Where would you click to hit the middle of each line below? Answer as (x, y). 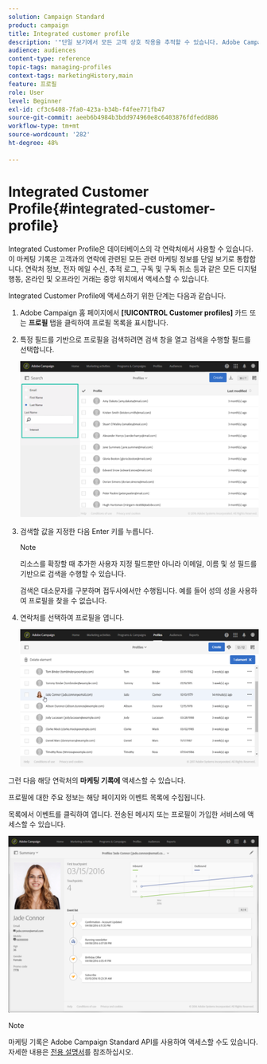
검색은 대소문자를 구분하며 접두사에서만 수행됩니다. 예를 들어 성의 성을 (128, 591)
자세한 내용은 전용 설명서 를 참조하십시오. (71, 1052)
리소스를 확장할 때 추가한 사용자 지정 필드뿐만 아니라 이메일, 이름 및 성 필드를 (138, 563)
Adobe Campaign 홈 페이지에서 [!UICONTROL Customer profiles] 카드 (133, 312)
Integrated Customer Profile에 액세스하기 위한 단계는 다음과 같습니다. (117, 296)
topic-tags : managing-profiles (60, 68)
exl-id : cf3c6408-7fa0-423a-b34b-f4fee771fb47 (87, 109)
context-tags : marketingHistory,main (71, 76)
